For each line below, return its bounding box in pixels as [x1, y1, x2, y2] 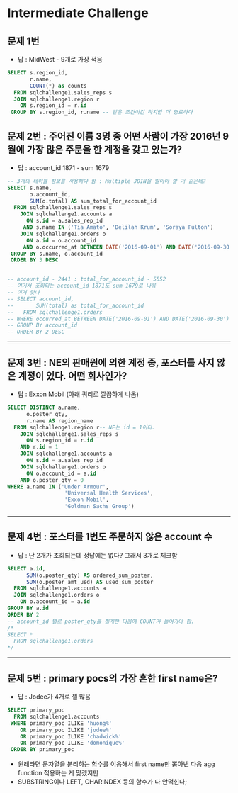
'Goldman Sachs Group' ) [64, 503, 135, 510]
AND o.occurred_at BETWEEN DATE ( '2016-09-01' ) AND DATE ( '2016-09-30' [23, 243, 233, 251]
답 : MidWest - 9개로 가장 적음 [17, 55, 103, 63]
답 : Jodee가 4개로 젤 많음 [17, 692, 91, 701]
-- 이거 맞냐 [7, 289, 40, 296]
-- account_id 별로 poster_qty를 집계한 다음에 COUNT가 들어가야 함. [7, 618, 195, 625]
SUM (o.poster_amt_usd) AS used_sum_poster [25, 578, 154, 585]
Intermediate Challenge [7, 5, 149, 21]
